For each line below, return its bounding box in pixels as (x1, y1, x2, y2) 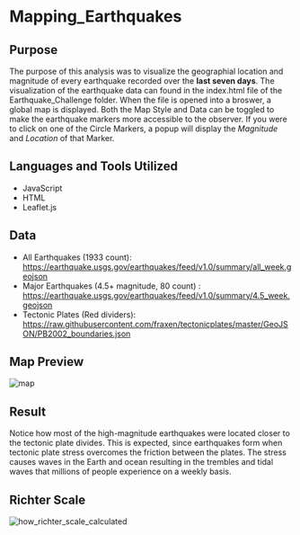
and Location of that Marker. (9, 133, 115, 143)
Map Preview (9, 354, 84, 370)
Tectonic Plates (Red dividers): (22, 308, 137, 320)
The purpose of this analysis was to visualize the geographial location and (9, 66, 284, 76)
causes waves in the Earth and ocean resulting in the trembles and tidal (9, 457, 274, 468)
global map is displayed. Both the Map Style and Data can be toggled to (9, 104, 275, 114)
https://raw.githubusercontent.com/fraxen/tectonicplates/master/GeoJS (22, 318, 289, 329)
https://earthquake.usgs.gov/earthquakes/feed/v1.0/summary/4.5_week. (22, 290, 290, 300)
